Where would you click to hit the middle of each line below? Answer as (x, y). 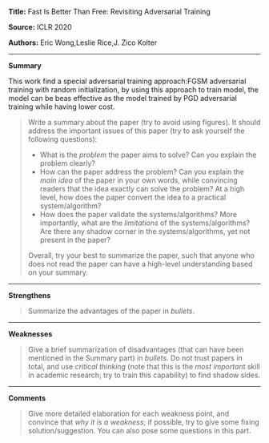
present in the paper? (75, 240)
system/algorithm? (70, 206)
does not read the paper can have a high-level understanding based (140, 264)
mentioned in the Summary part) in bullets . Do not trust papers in (135, 358)
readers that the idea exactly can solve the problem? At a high (142, 189)
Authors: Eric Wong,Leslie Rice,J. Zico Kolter (83, 42)
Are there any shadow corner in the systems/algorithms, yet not (145, 231)
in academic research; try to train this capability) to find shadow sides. (144, 375)
